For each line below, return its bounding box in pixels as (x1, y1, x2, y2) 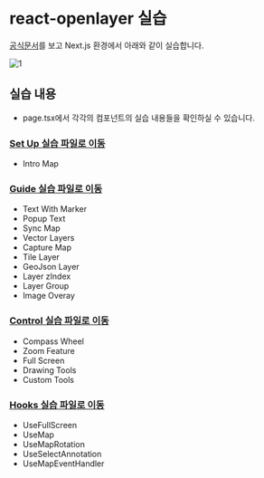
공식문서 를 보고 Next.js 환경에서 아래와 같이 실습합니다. (9, 40, 204, 51)
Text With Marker (22, 204, 88, 215)
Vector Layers (22, 233, 75, 244)
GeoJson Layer (22, 262, 80, 272)
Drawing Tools (22, 364, 77, 376)
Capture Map (22, 242, 72, 253)
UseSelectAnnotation (22, 448, 102, 459)
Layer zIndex (22, 271, 71, 282)
